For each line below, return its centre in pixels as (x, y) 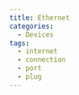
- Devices (35, 34)
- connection (42, 60)
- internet (38, 52)
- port (30, 69)
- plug (30, 77)
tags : (19, 43)
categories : (31, 26)
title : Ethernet (39, 18)
